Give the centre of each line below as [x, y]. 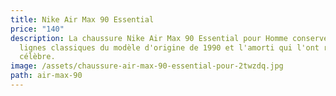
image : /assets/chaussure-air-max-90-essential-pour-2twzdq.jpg [147, 66]
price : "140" [37, 29]
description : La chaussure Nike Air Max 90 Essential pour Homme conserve [169, 38]
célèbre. [37, 57]
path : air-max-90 [46, 76]
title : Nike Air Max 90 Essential [82, 19]
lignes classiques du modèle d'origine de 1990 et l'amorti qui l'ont [169, 47]
